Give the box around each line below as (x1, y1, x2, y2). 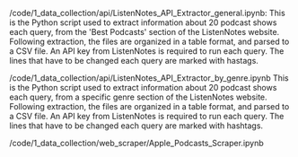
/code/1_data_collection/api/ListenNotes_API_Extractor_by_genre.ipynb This (9, 73, 289, 83)
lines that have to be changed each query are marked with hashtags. (9, 120, 263, 131)
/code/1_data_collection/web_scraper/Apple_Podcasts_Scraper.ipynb (9, 138, 265, 148)
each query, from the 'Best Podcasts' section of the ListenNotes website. (9, 27, 280, 37)
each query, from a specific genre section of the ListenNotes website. (9, 92, 267, 102)
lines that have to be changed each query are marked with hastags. (9, 56, 259, 65)
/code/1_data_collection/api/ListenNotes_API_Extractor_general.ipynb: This (9, 8, 285, 18)
